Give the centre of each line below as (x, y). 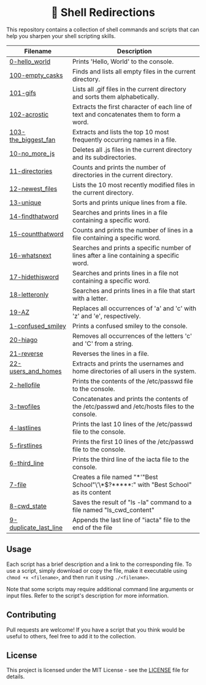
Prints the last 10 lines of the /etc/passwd (132, 424)
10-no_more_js (32, 153)
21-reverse (26, 353)
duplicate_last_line (36, 527)
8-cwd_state (28, 506)
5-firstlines (26, 445)
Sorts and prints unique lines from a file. (130, 202)
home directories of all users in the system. (134, 371)
